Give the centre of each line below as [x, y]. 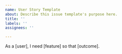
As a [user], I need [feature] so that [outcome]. [52, 46]
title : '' [15, 19]
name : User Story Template [33, 10]
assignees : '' [20, 28]
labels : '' [16, 23]
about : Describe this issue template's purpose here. [61, 14]
